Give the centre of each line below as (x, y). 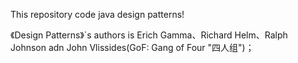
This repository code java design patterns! (97, 14)
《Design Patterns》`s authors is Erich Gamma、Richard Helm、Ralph (149, 35)
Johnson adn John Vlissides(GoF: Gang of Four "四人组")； (132, 47)
